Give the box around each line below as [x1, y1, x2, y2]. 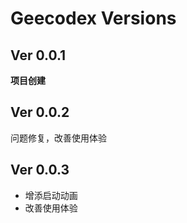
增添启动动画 [24, 189, 78, 201]
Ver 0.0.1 [10, 47, 67, 64]
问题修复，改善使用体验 [10, 132, 107, 144]
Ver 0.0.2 [10, 104, 70, 121]
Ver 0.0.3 [10, 162, 70, 179]
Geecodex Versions [10, 7, 177, 30]
